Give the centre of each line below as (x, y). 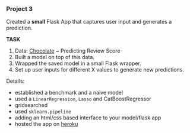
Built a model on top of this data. (55, 57)
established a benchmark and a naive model (69, 93)
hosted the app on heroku (46, 124)
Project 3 (20, 9)
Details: (15, 81)
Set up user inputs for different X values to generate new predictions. (99, 70)
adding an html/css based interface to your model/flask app (88, 118)
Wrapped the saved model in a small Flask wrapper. (78, 63)
